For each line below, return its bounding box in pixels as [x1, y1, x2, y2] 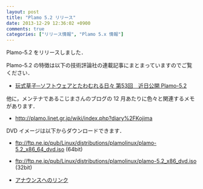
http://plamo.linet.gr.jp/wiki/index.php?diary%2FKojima [15, 114, 153, 122]
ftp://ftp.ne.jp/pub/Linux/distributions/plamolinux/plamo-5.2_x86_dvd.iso [15, 157, 197, 165]
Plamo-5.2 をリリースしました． [6, 49, 87, 56]
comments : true [6, 25, 45, 32]
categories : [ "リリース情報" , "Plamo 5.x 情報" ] [6, 31, 124, 38]
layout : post [6, 8, 39, 15]
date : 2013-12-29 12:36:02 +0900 [6, 20, 91, 26]
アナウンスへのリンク [15, 176, 68, 184]
